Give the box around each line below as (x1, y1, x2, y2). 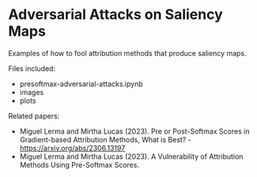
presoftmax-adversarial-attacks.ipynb (19, 79, 144, 88)
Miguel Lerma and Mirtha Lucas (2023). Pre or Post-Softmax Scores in (19, 126, 250, 136)
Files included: (8, 63, 56, 73)
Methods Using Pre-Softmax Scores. (19, 160, 140, 169)
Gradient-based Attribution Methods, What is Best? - (19, 134, 191, 144)
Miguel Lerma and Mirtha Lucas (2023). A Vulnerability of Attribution (19, 152, 244, 161)
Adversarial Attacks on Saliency (8, 6, 223, 24)
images (19, 87, 44, 96)
